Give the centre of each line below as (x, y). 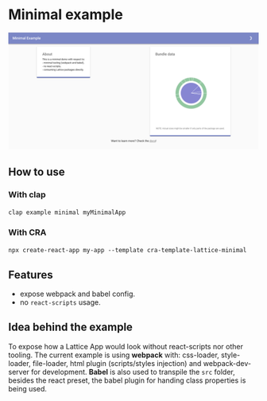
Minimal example (66, 15)
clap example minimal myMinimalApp (67, 212)
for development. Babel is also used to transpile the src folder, (133, 372)
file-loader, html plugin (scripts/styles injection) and (117, 363)
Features (31, 275)
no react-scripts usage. (60, 302)
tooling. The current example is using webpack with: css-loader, (114, 355)
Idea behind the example (71, 327)
